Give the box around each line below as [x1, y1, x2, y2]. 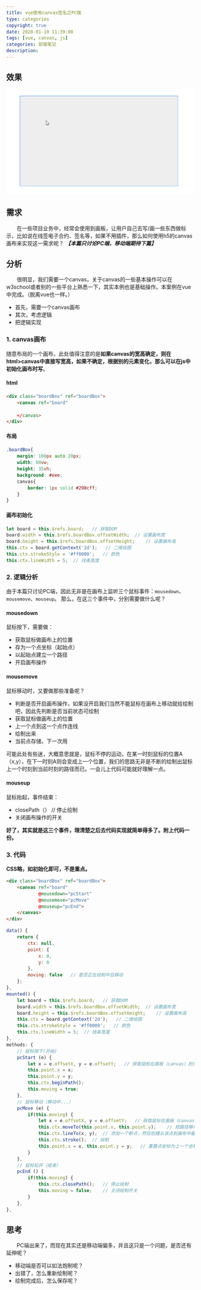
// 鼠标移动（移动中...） [17, 1099, 74, 1105]
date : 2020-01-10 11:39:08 [6, 29, 74, 35]
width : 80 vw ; [17, 460, 50, 466]
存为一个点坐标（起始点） [14, 644, 78, 651]
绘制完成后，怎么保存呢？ [14, 1277, 78, 1285]
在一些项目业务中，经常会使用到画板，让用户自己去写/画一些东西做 [17, 224, 181, 231]
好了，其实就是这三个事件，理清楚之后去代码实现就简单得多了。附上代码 [6, 827, 184, 834]
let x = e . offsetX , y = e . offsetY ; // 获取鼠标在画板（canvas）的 [28, 1061, 193, 1067]
